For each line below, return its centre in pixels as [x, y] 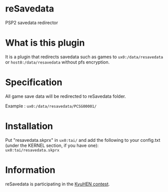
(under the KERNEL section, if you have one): [52, 145]
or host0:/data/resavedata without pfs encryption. [57, 62]
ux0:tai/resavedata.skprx [32, 150]
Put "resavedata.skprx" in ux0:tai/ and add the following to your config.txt [83, 140]
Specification [34, 82]
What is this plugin [45, 43]
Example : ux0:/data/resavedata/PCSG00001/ [51, 106]
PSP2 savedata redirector [32, 23]
